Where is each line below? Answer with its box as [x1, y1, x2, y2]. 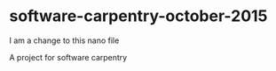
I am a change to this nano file [9, 35, 120, 46]
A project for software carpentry [9, 52, 128, 62]
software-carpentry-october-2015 [9, 6, 268, 26]
